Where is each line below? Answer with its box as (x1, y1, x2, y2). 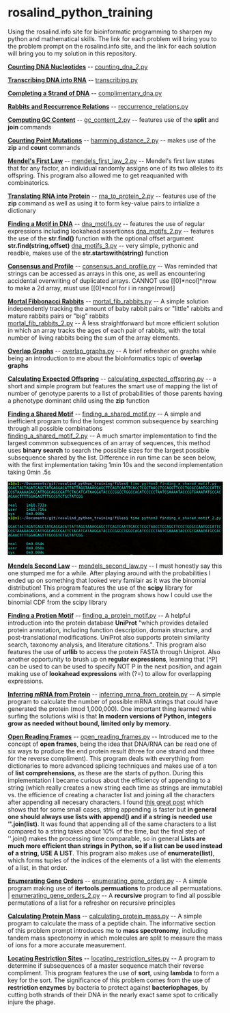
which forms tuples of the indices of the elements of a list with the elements (8, 856, 221, 864)
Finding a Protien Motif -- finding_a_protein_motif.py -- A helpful (8, 612, 190, 620)
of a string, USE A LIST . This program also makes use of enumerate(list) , (8, 849, 215, 858)
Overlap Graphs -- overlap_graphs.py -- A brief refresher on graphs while (8, 347, 217, 355)
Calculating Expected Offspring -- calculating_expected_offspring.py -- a (8, 375, 217, 383)
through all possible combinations (8, 424, 103, 432)
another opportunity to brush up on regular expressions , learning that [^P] (8, 655, 218, 664)
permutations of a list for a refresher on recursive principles (8, 899, 176, 907)
